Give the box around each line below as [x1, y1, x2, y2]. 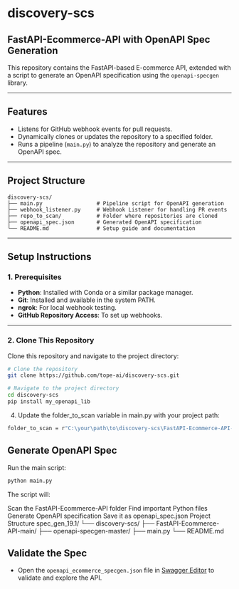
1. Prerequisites [7, 272, 62, 282]
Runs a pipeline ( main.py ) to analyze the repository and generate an [17, 140, 216, 148]
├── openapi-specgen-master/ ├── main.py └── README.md [38, 526, 224, 535]
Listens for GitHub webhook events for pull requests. [17, 125, 173, 133]
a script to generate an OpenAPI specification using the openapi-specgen [7, 71, 219, 79]
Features [7, 105, 48, 118]
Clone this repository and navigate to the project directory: [7, 351, 179, 360]
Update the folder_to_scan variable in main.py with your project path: [17, 411, 221, 419]
